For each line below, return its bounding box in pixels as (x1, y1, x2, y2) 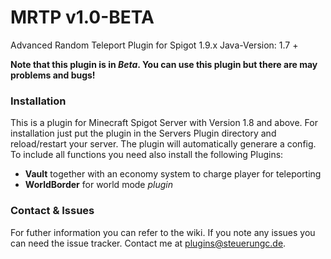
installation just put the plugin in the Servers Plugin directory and (10, 127, 277, 140)
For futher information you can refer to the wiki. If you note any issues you (10, 226, 316, 238)
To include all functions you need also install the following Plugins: (10, 149, 284, 161)
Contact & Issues (10, 204, 95, 218)
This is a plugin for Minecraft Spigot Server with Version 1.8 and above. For (10, 117, 318, 129)
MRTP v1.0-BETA (10, 6, 155, 29)
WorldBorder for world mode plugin (24, 179, 173, 191)
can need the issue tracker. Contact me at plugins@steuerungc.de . (10, 237, 287, 249)
